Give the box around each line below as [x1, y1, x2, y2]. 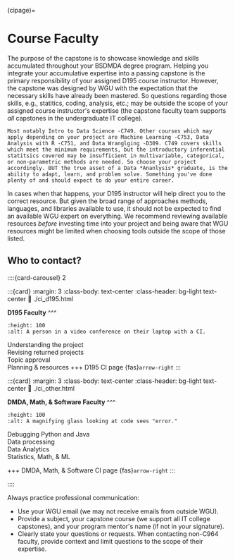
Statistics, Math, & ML [7, 452, 71, 461]
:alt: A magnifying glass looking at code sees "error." [7, 418, 178, 425]
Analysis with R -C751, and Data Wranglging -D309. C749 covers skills [7, 140, 222, 147]
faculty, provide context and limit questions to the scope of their [17, 537, 203, 545]
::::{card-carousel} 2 [7, 273, 67, 281]
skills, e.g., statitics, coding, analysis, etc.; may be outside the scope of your [7, 99, 229, 107]
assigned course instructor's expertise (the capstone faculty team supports [7, 106, 227, 115]
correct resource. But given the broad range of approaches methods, [7, 197, 208, 205]
